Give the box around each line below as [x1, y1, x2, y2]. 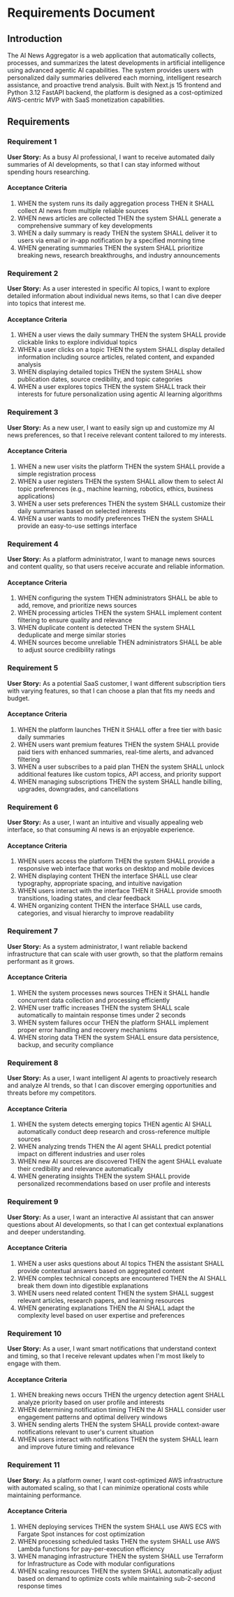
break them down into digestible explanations [17, 1281, 149, 1290]
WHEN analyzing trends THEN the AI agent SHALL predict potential [17, 1142, 212, 1151]
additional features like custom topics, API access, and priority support [17, 770, 221, 778]
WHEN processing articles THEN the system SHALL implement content [17, 609, 222, 617]
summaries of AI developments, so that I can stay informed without [7, 160, 200, 168]
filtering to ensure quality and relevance [17, 616, 133, 624]
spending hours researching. [7, 168, 91, 176]
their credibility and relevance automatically [17, 1165, 143, 1173]
